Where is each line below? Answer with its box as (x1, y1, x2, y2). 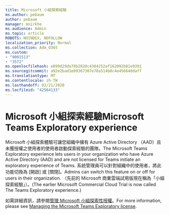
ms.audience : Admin (5, 26, 47, 31)
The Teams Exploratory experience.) (5, 187, 82, 193)
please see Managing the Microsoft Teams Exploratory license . (5, 203, 137, 209)
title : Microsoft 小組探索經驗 (5, 7, 67, 13)
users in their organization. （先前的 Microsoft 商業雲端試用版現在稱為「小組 (5, 175, 165, 181)
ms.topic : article (5, 31, 44, 36)
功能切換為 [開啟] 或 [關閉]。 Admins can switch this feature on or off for (5, 169, 156, 175)
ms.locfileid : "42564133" (5, 87, 60, 93)
